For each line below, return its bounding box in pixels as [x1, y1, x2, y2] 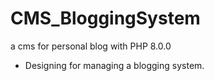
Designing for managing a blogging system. [24, 59, 205, 71]
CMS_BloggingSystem [10, 7, 201, 30]
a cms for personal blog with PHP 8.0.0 [10, 40, 172, 52]
